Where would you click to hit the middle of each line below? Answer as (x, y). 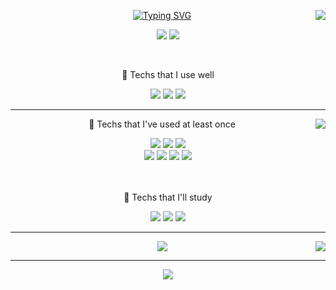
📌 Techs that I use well (168, 74)
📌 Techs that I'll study (168, 197)
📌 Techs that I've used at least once (162, 124)
